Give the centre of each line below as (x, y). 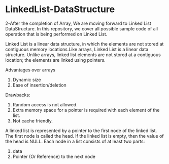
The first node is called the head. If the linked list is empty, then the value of (84, 136)
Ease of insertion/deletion (40, 85)
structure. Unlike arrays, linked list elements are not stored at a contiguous (83, 55)
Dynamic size (27, 79)
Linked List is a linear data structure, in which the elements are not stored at (84, 44)
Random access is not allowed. (45, 104)
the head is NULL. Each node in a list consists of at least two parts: (75, 141)
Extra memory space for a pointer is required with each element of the (86, 110)
